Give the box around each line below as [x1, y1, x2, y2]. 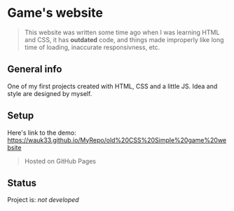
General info [7, 63, 62, 75]
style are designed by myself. [7, 89, 92, 97]
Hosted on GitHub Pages [24, 156, 97, 165]
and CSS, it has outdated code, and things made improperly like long [24, 35, 224, 43]
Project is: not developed [7, 196, 79, 204]
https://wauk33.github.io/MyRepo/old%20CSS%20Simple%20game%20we [7, 135, 227, 144]
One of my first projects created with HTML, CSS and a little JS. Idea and [7, 82, 218, 90]
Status [7, 177, 37, 189]
